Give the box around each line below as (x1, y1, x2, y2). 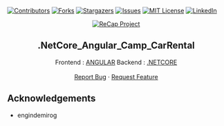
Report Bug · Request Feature (74, 72, 158, 81)
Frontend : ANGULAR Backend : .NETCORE (55, 58, 178, 66)
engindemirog (17, 111, 57, 119)
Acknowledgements (7, 93, 96, 105)
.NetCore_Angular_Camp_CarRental (37, 40, 195, 52)
